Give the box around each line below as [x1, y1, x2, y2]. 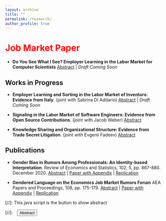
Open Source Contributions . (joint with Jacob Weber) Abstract [12, 117, 142, 123]
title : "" [5, 12, 26, 17]
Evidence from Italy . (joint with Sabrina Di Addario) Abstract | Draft [12, 97, 150, 103]
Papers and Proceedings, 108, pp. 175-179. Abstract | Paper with [12, 184, 144, 191]
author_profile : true [5, 21, 50, 26]
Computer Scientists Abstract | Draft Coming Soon [12, 64, 117, 70]
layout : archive [5, 7, 39, 12]
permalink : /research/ [5, 16, 52, 21]
